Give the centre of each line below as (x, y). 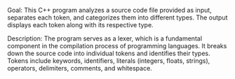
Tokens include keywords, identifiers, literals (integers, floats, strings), (109, 61)
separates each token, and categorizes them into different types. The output (117, 17)
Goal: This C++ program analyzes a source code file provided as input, (109, 10)
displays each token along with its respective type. (80, 25)
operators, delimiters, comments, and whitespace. (80, 68)
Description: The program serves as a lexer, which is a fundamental (105, 38)
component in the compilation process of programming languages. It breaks (117, 46)
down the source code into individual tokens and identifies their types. (109, 53)
